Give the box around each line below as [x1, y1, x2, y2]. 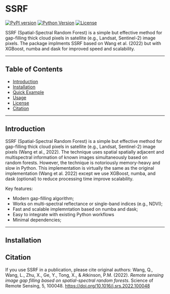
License [12, 100, 29, 106]
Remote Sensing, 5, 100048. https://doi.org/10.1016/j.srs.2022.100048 [5, 282, 150, 288]
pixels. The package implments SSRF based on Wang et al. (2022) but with [5, 40, 161, 46]
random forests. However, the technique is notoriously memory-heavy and [5, 160, 160, 166]
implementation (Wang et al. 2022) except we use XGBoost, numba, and [5, 170, 156, 176]
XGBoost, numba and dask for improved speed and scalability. [5, 45, 135, 52]
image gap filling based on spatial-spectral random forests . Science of [5, 277, 153, 283]
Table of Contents [5, 65, 63, 74]
